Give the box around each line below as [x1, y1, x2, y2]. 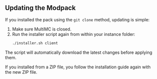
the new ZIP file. [5, 69, 38, 75]
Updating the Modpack [5, 4, 76, 12]
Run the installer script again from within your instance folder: [12, 31, 136, 37]
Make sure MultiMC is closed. [12, 26, 72, 32]
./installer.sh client [12, 41, 58, 46]
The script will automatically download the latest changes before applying [5, 49, 153, 55]
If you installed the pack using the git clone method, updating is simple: [5, 16, 150, 22]
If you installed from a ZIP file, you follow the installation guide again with [5, 64, 151, 70]
